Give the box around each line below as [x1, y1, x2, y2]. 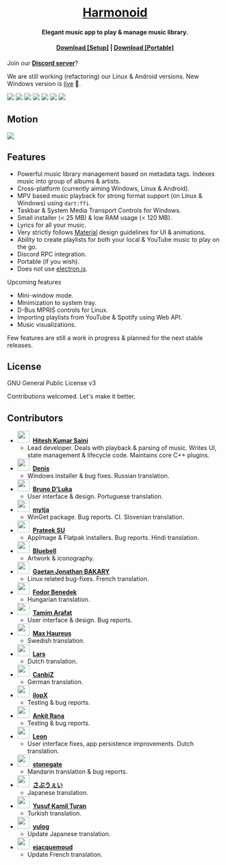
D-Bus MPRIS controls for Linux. [16, 306, 108, 314]
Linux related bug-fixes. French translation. [27, 575, 149, 583]
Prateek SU [32, 526, 65, 535]
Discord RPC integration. [16, 249, 87, 258]
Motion [7, 113, 38, 125]
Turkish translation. [27, 809, 82, 818]
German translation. [27, 678, 84, 686]
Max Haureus [32, 629, 72, 638]
